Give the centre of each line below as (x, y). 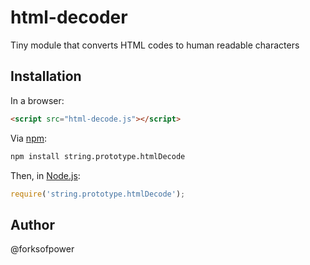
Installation (46, 76)
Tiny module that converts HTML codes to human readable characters (155, 45)
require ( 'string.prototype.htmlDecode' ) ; (98, 194)
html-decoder (69, 17)
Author (32, 224)
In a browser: (37, 100)
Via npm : (29, 138)
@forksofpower (42, 249)
